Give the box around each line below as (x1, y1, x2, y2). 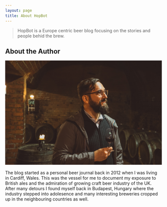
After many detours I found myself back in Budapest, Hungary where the (5, 185, 154, 191)
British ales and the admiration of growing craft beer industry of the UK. (5, 180, 152, 186)
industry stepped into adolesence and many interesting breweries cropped (5, 191, 158, 197)
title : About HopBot (5, 13, 48, 18)
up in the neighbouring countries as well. (5, 196, 89, 202)
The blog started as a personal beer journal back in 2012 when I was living (5, 169, 158, 176)
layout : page (5, 8, 32, 13)
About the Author (5, 47, 61, 56)
